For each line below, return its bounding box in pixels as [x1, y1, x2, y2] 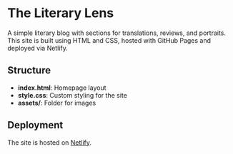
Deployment [7, 119, 64, 131]
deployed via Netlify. [7, 43, 68, 52]
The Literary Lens [7, 5, 114, 21]
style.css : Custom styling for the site [17, 91, 127, 99]
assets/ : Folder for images [17, 98, 96, 107]
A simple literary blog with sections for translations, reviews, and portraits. [7, 29, 227, 37]
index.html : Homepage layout [17, 83, 106, 92]
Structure [7, 64, 51, 76]
